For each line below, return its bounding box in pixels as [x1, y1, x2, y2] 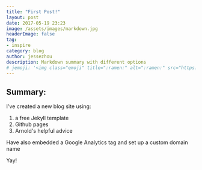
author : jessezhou [6, 53, 52, 59]
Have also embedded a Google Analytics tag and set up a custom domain [6, 139, 188, 146]
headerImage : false [6, 31, 55, 37]
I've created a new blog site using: [6, 103, 91, 110]
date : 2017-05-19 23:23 [6, 20, 66, 26]
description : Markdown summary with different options [6, 59, 147, 65]
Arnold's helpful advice [14, 127, 73, 135]
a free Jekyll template [14, 115, 69, 122]
